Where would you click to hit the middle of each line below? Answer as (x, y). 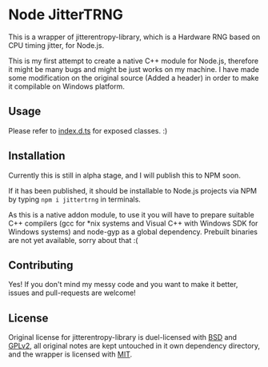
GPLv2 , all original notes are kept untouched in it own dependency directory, (134, 346)
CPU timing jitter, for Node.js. (56, 45)
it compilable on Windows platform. (67, 86)
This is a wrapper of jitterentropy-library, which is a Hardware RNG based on (134, 37)
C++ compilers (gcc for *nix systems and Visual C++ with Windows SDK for (133, 223)
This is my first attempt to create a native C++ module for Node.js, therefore (133, 61)
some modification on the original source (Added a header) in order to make (134, 78)
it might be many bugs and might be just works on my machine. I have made (134, 69)
